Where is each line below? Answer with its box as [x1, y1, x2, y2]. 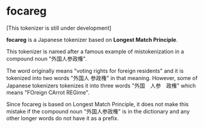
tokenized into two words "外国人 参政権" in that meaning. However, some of [6, 74, 198, 81]
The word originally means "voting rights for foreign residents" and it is [6, 67, 184, 74]
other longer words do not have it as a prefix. [6, 114, 119, 122]
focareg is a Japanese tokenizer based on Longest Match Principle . [6, 36, 178, 43]
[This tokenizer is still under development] [6, 24, 112, 32]
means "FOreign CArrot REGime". [6, 89, 90, 96]
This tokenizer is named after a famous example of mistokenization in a [6, 47, 184, 55]
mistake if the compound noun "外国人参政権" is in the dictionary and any [6, 107, 190, 115]
